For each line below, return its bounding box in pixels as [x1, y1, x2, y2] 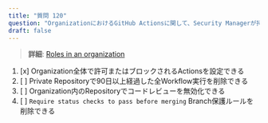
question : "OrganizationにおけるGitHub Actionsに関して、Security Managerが [8, 19, 257, 27]
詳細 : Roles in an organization [27, 50, 125, 59]
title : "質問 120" [8, 11, 67, 20]
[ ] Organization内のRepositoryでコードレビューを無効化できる [19, 86, 226, 96]
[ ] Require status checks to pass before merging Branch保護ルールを [19, 97, 254, 106]
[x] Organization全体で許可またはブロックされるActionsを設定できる [19, 66, 245, 76]
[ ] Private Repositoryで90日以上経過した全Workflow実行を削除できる [19, 77, 249, 86]
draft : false [8, 26, 52, 34]
